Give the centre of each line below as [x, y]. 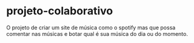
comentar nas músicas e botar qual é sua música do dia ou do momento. [97, 33]
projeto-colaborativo [60, 11]
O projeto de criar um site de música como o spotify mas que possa [91, 27]
